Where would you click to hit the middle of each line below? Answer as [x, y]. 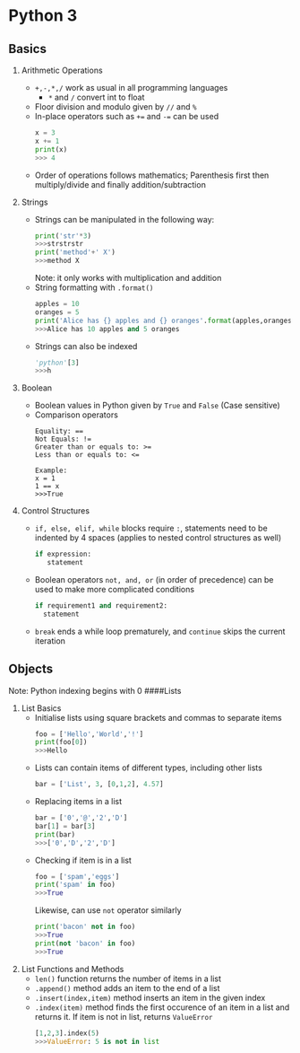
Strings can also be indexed [86, 346]
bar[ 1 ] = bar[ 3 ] [65, 826]
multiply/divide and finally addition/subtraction [120, 184]
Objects [31, 669]
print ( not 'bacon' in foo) [85, 943]
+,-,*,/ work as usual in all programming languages [131, 88]
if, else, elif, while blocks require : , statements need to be [151, 528]
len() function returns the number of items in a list [128, 978]
